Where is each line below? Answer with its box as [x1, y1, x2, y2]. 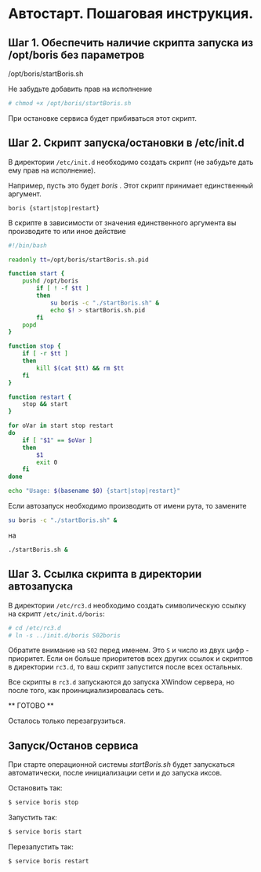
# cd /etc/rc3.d [8, 624, 61, 632]
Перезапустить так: [8, 841, 74, 852]
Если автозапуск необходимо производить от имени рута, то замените [8, 502, 247, 511]
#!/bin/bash [8, 241, 47, 250]
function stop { [8, 342, 61, 350]
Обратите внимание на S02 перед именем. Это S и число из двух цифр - [8, 645, 249, 655]
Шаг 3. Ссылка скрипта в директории [8, 567, 202, 581]
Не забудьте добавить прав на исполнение [8, 84, 153, 93]
